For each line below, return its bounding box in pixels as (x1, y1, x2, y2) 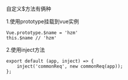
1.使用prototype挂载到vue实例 (6, 18, 79, 25)
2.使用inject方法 (6, 47, 46, 53)
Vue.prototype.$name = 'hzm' (6, 30, 78, 36)
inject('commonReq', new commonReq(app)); (17, 63, 123, 69)
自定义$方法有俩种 (6, 5, 52, 12)
